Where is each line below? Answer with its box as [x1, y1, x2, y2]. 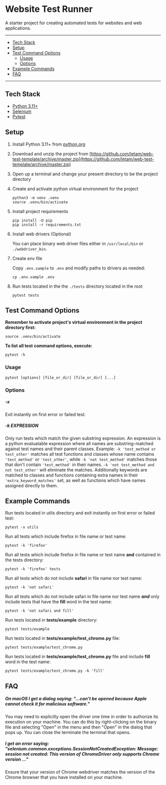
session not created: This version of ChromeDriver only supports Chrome [5, 751, 160, 757]
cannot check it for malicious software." [5, 701, 90, 707]
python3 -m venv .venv [12, 195, 59, 200]
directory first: [5, 324, 36, 330]
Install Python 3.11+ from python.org [12, 141, 85, 147]
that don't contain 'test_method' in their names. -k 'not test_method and [5, 462, 155, 468]
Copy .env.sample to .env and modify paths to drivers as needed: [12, 265, 146, 271]
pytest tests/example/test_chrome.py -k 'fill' [5, 669, 105, 674]
